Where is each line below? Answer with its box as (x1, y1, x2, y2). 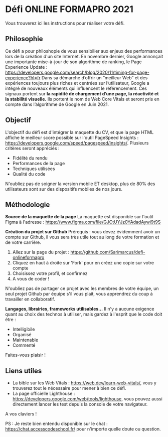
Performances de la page (12, 160, 65, 166)
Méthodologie (5, 200, 50, 209)
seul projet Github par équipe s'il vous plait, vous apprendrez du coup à (5, 291, 153, 297)
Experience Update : (5, 64, 48, 70)
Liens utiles (5, 366, 42, 375)
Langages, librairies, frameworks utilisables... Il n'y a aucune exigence (5, 306, 154, 312)
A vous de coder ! (12, 276, 50, 282)
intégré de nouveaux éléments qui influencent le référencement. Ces (5, 85, 147, 91)
